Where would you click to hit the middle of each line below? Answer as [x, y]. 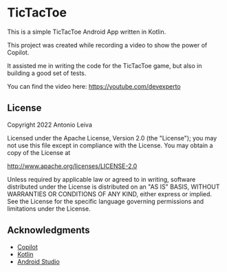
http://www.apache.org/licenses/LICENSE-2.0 [72, 166]
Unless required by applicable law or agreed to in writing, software [101, 179]
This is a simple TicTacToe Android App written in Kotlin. [87, 32]
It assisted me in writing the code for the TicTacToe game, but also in [105, 65]
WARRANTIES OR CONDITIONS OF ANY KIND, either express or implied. [109, 193]
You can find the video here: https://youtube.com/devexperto [94, 86]
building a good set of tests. [47, 73]
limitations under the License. [49, 209]
